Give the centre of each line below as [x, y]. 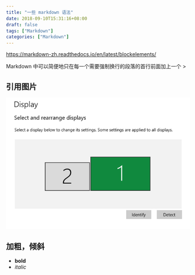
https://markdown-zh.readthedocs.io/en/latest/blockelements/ [81, 54]
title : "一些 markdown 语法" [40, 12]
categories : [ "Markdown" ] [37, 37]
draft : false [22, 25]
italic [20, 267]
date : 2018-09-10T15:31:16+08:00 [47, 18]
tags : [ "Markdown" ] [30, 31]
